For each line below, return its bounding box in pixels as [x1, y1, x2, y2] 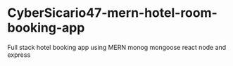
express [7, 51, 31, 59]
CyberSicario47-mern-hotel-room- [7, 5, 218, 21]
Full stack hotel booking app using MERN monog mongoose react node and [7, 43, 227, 51]
